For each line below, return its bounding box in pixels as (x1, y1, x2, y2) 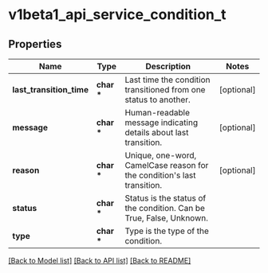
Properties (8, 37, 62, 51)
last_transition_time (12, 84, 89, 95)
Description (145, 61, 191, 72)
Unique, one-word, (124, 150, 197, 161)
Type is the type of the (124, 225, 210, 236)
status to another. (124, 94, 191, 105)
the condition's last (124, 170, 197, 181)
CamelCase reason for (124, 160, 209, 170)
